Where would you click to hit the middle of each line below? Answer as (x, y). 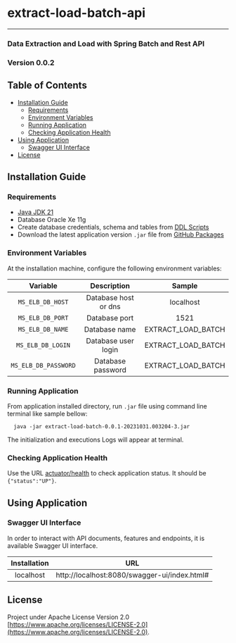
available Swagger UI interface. (53, 545)
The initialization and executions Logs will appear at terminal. (96, 439)
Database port (110, 318)
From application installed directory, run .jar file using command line (107, 406)
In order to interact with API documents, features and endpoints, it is (106, 538)
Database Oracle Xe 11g (52, 220)
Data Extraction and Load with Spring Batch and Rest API (106, 44)
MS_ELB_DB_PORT (43, 318)
